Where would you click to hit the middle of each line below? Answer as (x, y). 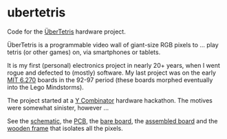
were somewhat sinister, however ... (58, 108)
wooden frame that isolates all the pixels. (65, 128)
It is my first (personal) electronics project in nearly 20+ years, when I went (113, 65)
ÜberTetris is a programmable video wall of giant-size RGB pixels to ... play (113, 45)
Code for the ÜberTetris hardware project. (66, 31)
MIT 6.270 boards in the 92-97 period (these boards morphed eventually (110, 79)
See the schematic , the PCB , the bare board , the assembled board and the (112, 121)
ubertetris (36, 13)
